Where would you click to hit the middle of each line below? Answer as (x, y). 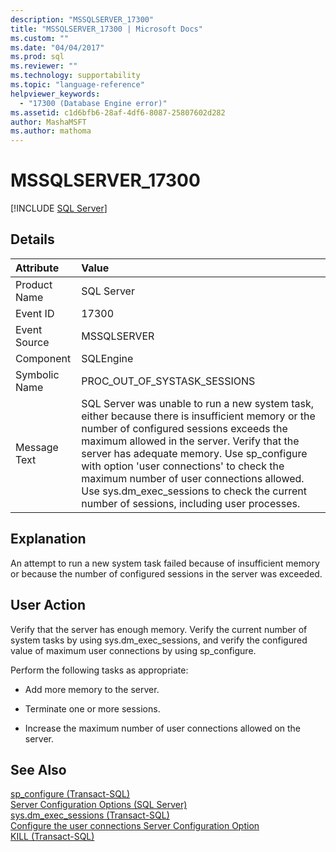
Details (32, 239)
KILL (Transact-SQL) (52, 837)
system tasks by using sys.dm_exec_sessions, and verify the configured (159, 640)
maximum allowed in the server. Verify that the (190, 441)
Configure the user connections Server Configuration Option (135, 826)
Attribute (37, 268)
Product (34, 284)
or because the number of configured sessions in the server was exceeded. (166, 573)
